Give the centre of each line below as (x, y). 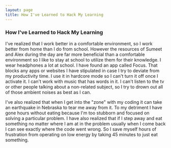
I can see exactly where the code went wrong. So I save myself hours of (81, 129)
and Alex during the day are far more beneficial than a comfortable (75, 54)
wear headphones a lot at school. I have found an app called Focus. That (81, 65)
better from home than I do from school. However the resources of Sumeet (84, 49)
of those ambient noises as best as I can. (48, 92)
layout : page (19, 10)
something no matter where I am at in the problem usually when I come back (85, 124)
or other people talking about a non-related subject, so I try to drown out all (84, 86)
